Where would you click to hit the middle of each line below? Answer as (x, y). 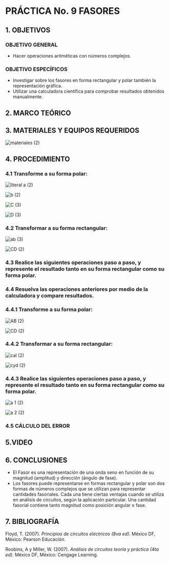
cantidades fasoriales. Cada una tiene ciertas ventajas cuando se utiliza (88, 495)
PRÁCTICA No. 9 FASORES (63, 11)
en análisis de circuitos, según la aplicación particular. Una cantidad (84, 500)
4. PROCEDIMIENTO (38, 159)
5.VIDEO (19, 443)
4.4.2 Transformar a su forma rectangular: (59, 344)
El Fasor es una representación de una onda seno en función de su (83, 472)
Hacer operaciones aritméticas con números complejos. (72, 56)
